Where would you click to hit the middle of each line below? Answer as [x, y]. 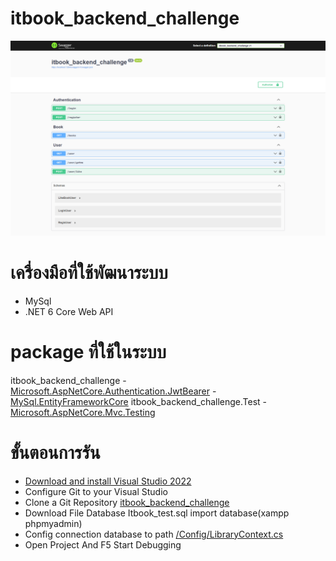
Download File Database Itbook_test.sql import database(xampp [157, 513]
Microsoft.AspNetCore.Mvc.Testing [83, 412]
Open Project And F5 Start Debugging [103, 544]
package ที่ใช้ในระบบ [88, 352]
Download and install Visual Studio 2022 [108, 481]
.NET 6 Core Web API [69, 311]
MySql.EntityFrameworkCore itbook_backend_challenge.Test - [139, 401]
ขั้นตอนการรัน [55, 453]
